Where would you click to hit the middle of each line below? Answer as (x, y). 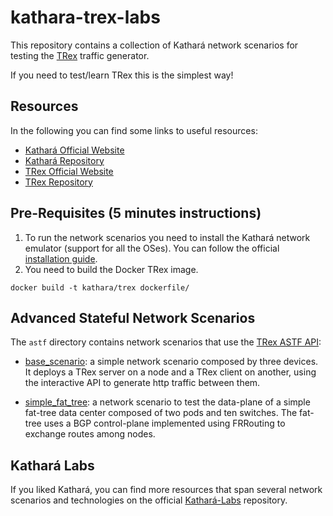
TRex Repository (58, 182)
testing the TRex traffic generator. (80, 55)
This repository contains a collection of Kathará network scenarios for (154, 45)
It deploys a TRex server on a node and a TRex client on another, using (170, 372)
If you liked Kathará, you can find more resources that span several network (166, 490)
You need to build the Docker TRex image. (111, 269)
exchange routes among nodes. (90, 434)
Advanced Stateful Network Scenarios (133, 317)
